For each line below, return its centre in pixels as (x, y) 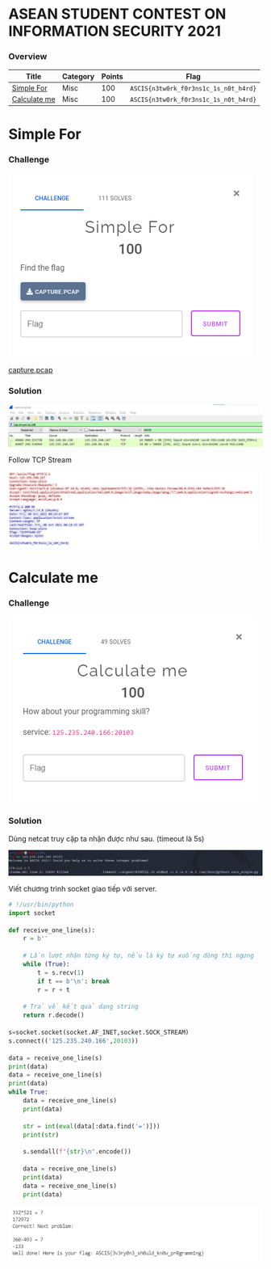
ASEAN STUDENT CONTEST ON (117, 14)
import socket (32, 913)
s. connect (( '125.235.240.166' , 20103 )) (73, 1041)
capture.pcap (31, 370)
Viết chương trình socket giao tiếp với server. (83, 888)
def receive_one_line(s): (52, 930)
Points (112, 76)
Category (78, 76)
